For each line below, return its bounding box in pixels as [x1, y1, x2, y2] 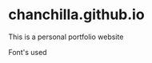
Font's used [8, 47, 47, 57]
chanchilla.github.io [8, 6, 146, 24]
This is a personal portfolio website [8, 32, 124, 41]
